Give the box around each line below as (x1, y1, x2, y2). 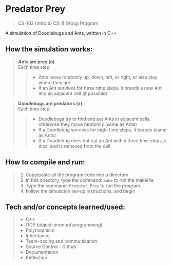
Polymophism (25, 227, 55, 234)
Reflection (25, 255, 47, 261)
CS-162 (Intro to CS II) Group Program (17, 20, 99, 26)
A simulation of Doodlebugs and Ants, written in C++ (5, 30, 117, 36)
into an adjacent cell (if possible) (38, 90, 108, 97)
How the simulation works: (5, 45, 93, 54)
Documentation (25, 249, 59, 255)
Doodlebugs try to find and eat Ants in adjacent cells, (38, 116, 151, 122)
